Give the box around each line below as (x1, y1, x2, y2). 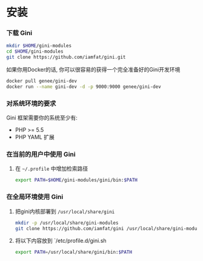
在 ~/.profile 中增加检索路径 (15, 165, 88, 172)
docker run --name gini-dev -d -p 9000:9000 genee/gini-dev (6, 83, 162, 90)
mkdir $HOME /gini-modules (6, 43, 72, 49)
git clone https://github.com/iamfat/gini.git (6, 54, 126, 61)
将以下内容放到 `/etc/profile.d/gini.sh (15, 237, 107, 245)
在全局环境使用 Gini (6, 192, 64, 201)
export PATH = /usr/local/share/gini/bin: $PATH (15, 249, 132, 256)
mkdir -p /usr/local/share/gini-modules (15, 220, 119, 226)
